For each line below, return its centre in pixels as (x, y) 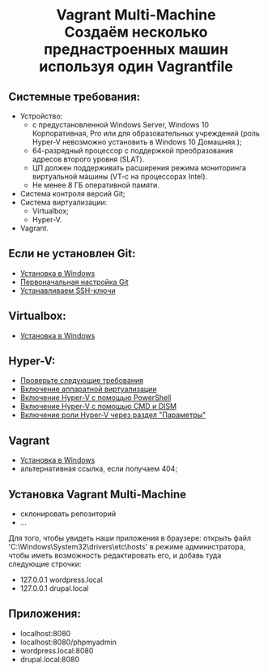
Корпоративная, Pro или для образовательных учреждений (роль (146, 133)
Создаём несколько (136, 32)
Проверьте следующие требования (82, 381)
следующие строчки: (45, 564)
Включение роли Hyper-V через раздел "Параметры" (113, 415)
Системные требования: (74, 96)
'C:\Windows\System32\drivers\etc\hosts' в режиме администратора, (127, 547)
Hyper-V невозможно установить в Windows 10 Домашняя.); (137, 142)
